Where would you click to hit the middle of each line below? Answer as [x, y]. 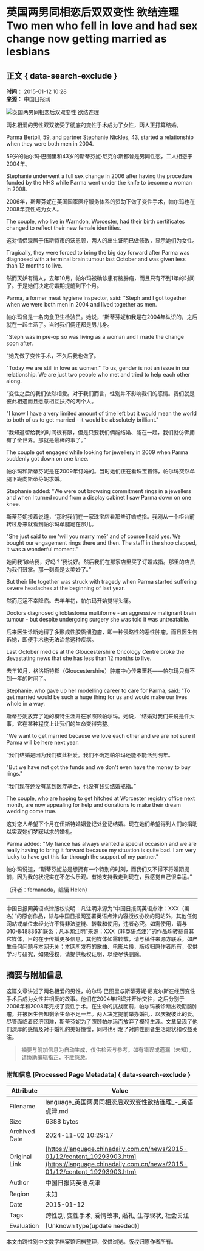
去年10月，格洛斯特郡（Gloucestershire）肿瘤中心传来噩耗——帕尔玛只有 [98, 671]
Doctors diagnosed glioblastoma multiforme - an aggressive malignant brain [101, 613]
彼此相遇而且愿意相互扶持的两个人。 [52, 401]
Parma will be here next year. [42, 742]
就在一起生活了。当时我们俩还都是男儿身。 [59, 324]
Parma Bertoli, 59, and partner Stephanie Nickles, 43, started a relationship [100, 137]
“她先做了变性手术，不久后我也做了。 [53, 356]
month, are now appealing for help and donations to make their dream [93, 805]
